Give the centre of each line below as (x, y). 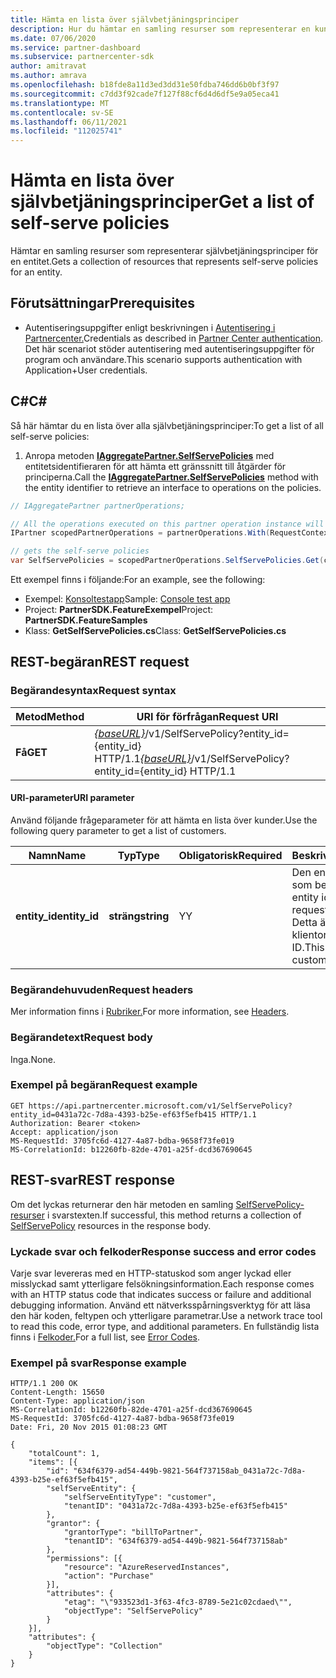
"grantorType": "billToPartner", (133, 1532)
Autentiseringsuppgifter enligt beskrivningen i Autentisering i (150, 327)
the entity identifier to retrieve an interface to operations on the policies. (173, 487)
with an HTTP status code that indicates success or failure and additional (161, 1294)
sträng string (139, 916)
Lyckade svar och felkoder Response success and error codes (163, 1251)
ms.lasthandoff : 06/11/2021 (69, 122)
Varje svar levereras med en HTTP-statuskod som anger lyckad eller (151, 1273)
